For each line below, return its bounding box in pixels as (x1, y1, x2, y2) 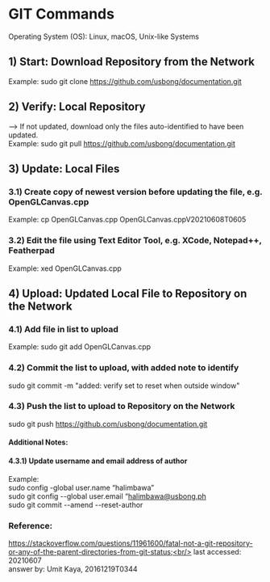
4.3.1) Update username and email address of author (8, 456, 188, 466)
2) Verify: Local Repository (8, 100, 147, 114)
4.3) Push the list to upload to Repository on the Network (8, 401, 235, 412)
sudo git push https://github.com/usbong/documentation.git (8, 419, 208, 428)
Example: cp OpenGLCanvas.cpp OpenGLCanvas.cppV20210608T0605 (8, 215, 247, 225)
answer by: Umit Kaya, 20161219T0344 (8, 563, 139, 574)
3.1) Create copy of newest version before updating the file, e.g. (8, 186, 263, 197)
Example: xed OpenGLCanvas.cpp (8, 264, 123, 273)
